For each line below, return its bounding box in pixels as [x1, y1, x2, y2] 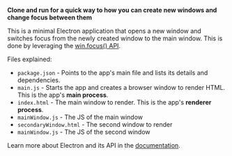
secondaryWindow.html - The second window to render [17, 120, 173, 128]
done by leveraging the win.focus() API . [7, 42, 121, 49]
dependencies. [17, 76, 61, 84]
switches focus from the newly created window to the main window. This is [7, 34, 223, 42]
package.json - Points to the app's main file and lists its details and [17, 69, 208, 77]
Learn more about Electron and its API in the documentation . [7, 141, 181, 149]
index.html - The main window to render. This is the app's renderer [17, 98, 212, 107]
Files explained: [7, 55, 52, 63]
